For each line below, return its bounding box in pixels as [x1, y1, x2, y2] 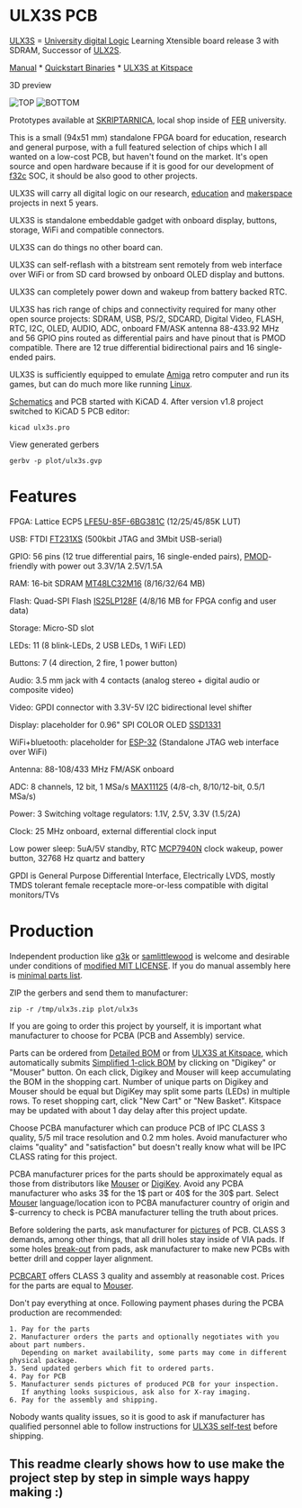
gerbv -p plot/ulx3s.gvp [9, 456, 102, 465]
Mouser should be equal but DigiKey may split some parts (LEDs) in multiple [9, 1086, 290, 1096]
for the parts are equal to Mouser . [9, 1280, 134, 1291]
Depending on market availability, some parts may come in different [21, 1348, 288, 1357]
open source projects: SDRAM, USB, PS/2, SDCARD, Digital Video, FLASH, [9, 313, 285, 324]
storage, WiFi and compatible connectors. [9, 224, 164, 235]
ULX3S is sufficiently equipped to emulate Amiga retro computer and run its [9, 368, 289, 379]
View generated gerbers [9, 439, 100, 450]
